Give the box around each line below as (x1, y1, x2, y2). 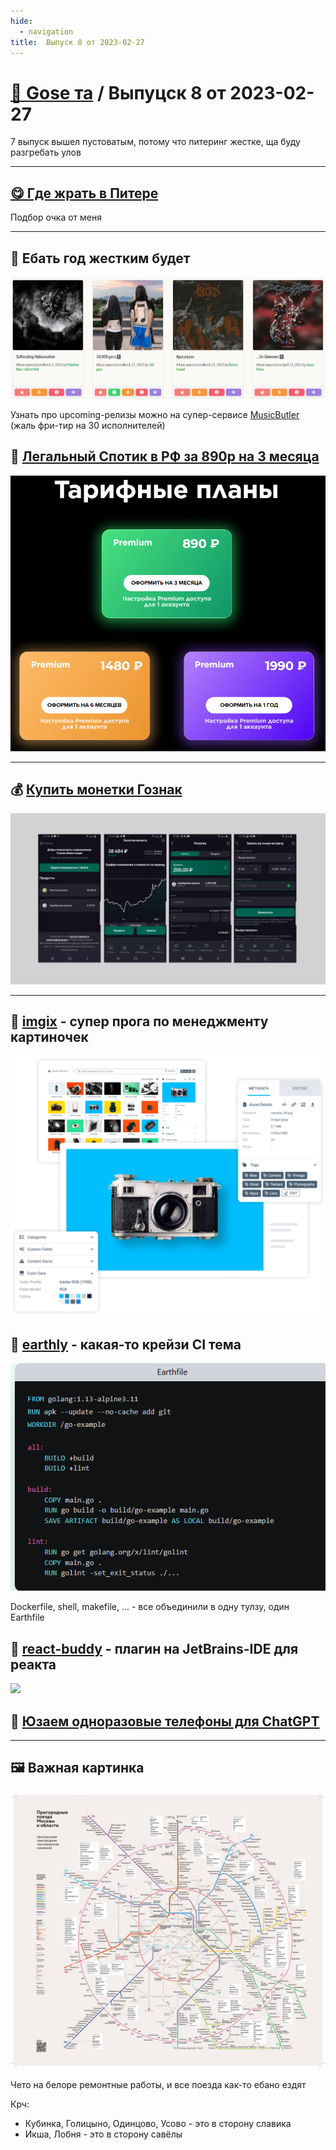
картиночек (10, 1029, 89, 1046)
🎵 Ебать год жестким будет (10, 250, 191, 267)
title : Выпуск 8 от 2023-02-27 (10, 37, 145, 47)
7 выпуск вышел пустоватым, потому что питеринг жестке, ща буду (10, 136, 301, 148)
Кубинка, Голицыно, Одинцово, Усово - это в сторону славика (24, 2117, 292, 2129)
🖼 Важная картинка (10, 1760, 145, 1777)
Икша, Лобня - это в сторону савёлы (24, 2128, 183, 2140)
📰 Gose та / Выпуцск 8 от (10, 81, 227, 104)
